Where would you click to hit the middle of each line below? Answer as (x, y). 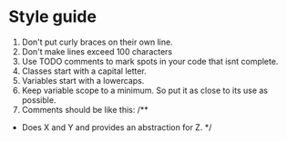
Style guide (53, 17)
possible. (39, 100)
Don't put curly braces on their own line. (97, 42)
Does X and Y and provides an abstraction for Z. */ (117, 127)
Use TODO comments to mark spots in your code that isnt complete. (150, 61)
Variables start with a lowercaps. (83, 80)
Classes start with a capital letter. (84, 71)
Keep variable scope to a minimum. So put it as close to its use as (144, 90)
